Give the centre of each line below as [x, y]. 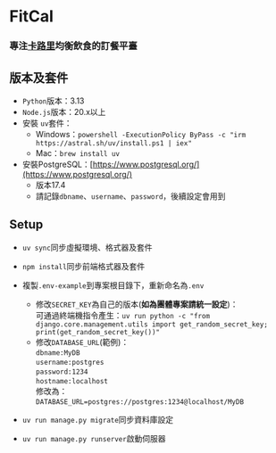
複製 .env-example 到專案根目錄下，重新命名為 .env [113, 285]
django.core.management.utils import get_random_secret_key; [151, 324]
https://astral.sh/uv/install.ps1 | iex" [113, 143]
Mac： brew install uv [78, 152]
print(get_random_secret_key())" [98, 332]
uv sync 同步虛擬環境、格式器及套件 [87, 247]
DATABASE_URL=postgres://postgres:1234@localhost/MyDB [139, 402]
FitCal [31, 16]
